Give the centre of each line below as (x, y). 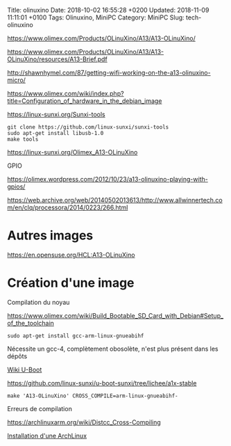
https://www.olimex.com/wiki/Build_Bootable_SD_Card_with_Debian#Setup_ (115, 315)
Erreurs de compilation (40, 408)
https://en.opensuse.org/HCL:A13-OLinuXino (71, 255)
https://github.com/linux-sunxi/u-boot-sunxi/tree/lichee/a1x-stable (102, 383)
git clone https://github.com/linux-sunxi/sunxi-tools (88, 127)
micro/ (17, 80)
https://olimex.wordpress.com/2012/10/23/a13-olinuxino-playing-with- (108, 179)
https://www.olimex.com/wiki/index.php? (66, 94)
